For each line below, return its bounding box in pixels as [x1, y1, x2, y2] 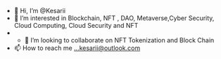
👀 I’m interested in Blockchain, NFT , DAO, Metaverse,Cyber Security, [13, 14, 215, 22]
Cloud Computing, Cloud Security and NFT [13, 22, 139, 29]
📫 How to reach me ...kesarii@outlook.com [13, 44, 141, 52]
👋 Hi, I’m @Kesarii [13, 7, 65, 15]
